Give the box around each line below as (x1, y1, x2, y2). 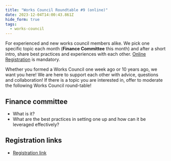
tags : (5, 21, 17, 27)
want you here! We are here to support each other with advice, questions (5, 72, 159, 78)
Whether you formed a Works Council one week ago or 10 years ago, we (5, 67, 158, 73)
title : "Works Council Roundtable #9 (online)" (5, 7, 108, 13)
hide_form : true (5, 17, 40, 22)
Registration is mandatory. (5, 56, 60, 62)
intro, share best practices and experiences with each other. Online (5, 51, 146, 57)
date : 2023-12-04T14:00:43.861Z (5, 12, 74, 17)
